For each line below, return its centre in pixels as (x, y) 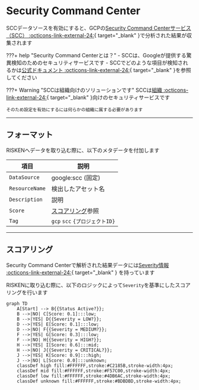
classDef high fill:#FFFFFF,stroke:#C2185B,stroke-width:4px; (95, 365)
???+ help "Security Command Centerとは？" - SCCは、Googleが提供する (96, 55)
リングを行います (27, 292)
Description (26, 199)
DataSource (24, 177)
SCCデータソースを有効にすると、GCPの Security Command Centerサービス (99, 28)
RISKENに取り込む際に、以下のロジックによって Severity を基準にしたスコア (98, 285)
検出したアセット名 (78, 188)
